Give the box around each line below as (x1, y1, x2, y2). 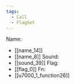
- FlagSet (11, 19, 35, 25)
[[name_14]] (14, 47, 43, 54)
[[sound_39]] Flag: (14, 59, 59, 66)
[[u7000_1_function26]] (14, 72, 70, 79)
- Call (11, 14, 27, 20)
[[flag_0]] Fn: (14, 66, 45, 73)
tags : (6, 8, 19, 15)
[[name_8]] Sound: (14, 53, 59, 61)
